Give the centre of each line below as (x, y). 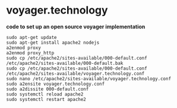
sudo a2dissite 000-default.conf (48, 89)
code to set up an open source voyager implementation (76, 27)
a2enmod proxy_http (30, 53)
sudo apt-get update (32, 37)
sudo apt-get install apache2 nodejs (53, 42)
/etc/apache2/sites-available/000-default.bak (65, 63)
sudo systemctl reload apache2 (45, 94)
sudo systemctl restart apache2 (46, 99)
